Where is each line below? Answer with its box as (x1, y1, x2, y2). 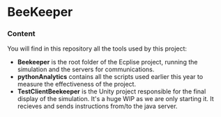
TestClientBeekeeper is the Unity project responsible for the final (17, 87, 206, 96)
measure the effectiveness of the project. (17, 80, 137, 89)
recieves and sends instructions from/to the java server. (17, 102, 178, 111)
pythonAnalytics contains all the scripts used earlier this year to (17, 73, 204, 81)
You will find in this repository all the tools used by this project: (7, 44, 187, 53)
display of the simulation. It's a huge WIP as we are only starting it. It (17, 95, 214, 103)
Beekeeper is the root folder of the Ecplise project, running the (17, 58, 198, 66)
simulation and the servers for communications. (17, 65, 155, 73)
